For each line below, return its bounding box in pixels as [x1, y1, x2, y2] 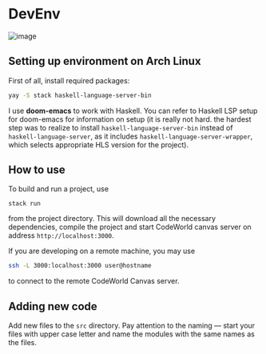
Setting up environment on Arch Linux [8, 54, 201, 68]
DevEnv [8, 5, 62, 23]
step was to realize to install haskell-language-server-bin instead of [8, 123, 233, 132]
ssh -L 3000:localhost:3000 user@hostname [8, 262, 152, 270]
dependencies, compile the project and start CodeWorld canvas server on [8, 222, 252, 232]
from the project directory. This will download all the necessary [8, 214, 216, 223]
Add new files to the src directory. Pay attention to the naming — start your [8, 321, 256, 331]
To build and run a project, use [8, 184, 109, 194]
